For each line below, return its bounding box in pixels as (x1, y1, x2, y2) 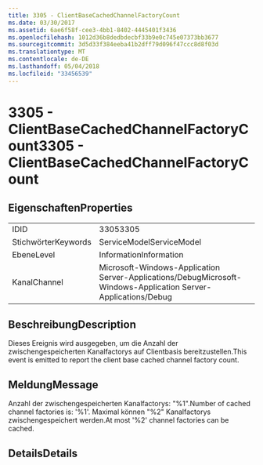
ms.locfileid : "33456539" (8, 70, 92, 78)
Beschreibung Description (8, 318, 137, 332)
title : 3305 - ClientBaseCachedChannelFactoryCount (8, 11, 180, 20)
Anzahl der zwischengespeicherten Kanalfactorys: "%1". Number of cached (8, 399, 250, 409)
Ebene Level (12, 249, 56, 260)
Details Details (8, 446, 78, 460)
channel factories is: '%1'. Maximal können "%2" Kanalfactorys (8, 407, 211, 416)
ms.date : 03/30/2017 (8, 19, 76, 27)
